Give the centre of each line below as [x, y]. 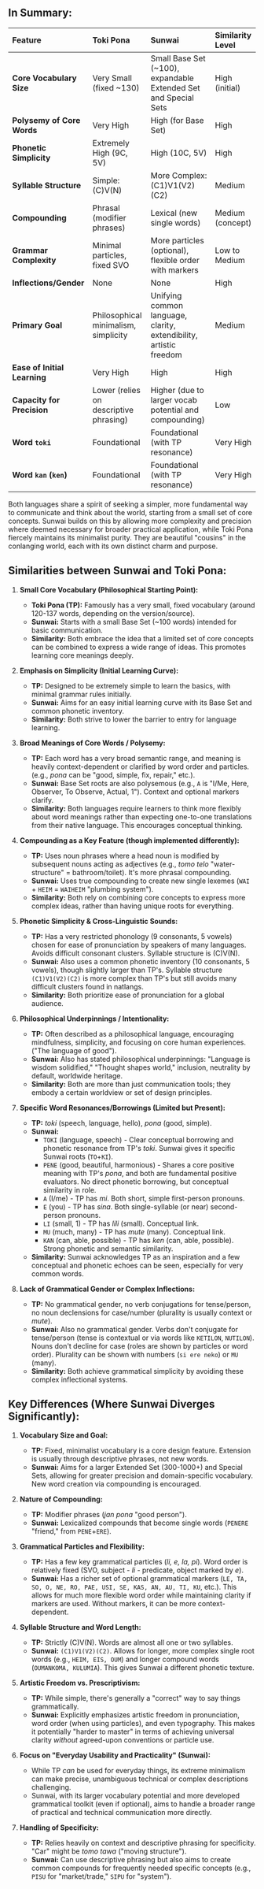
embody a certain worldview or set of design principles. [121, 1092]
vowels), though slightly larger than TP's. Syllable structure [126, 970]
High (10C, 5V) [179, 153]
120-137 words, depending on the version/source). [113, 613]
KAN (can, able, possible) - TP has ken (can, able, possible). [138, 1240]
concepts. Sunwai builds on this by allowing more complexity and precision [130, 521]
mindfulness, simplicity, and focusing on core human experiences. [138, 1042]
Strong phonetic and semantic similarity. [108, 1249]
